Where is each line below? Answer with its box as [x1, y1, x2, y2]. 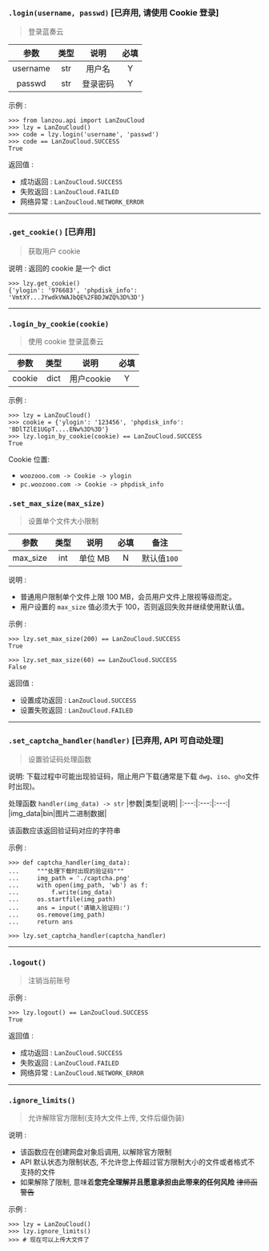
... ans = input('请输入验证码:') [8, 904, 130, 912]
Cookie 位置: [8, 454, 50, 464]
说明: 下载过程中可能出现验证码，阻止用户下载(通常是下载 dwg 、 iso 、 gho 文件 [8, 772, 260, 782]
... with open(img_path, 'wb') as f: [8, 881, 149, 890]
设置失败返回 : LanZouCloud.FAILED [19, 705, 134, 715]
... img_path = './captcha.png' [8, 875, 130, 883]
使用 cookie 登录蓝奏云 [27, 336, 104, 346]
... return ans [8, 918, 74, 926]
